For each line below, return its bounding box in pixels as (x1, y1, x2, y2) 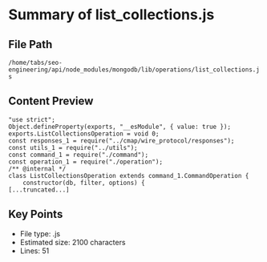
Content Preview (8, 95, 94, 108)
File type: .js (19, 228, 61, 238)
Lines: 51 (19, 246, 50, 256)
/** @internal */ (8, 164, 67, 173)
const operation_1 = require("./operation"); (8, 158, 163, 166)
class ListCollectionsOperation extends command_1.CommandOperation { (8, 171, 249, 179)
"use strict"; (8, 115, 56, 123)
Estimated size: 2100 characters (19, 237, 126, 247)
